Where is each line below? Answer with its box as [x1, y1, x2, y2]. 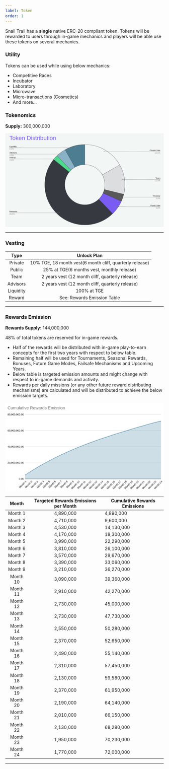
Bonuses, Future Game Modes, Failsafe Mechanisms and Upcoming [12, 360, 153, 366]
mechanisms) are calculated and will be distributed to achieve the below [12, 387, 162, 393]
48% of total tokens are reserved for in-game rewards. [5, 334, 119, 340]
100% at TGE [75, 288, 104, 294]
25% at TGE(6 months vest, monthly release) [43, 267, 137, 273]
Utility [5, 51, 21, 58]
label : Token [5, 8, 33, 13]
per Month [54, 503, 77, 509]
